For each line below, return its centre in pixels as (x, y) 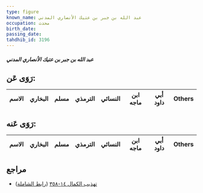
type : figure (23, 12)
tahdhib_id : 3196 (28, 40)
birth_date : (21, 29)
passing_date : (24, 34)
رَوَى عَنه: (21, 123)
